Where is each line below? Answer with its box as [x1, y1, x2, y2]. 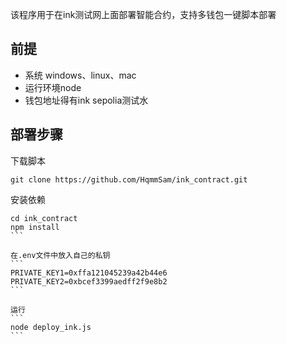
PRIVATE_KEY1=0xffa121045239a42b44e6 [10, 268, 168, 278]
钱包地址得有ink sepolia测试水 [24, 94, 149, 106]
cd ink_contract [10, 213, 78, 223]
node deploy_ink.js [10, 322, 92, 332]
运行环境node [24, 81, 82, 93]
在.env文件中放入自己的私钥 [10, 250, 111, 260]
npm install [10, 222, 60, 232]
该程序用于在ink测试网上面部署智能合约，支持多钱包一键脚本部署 [10, 9, 277, 20]
